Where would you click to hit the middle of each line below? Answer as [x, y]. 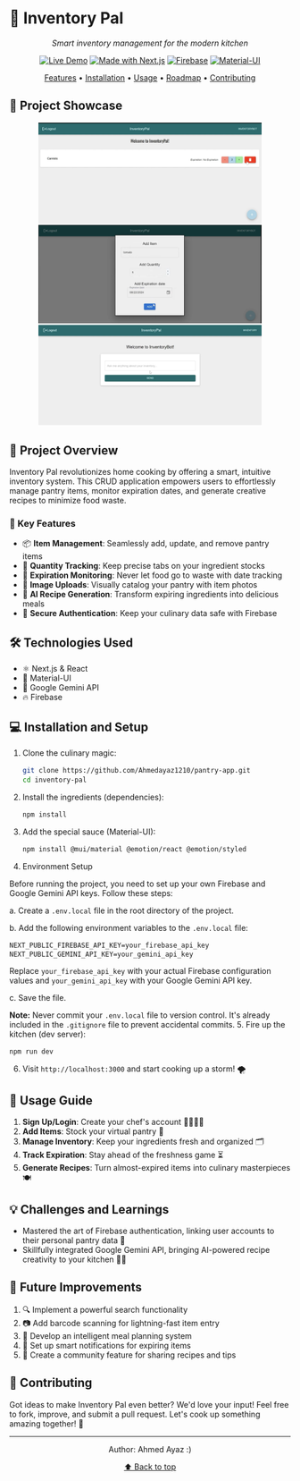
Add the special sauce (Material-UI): [89, 832]
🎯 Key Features [42, 524]
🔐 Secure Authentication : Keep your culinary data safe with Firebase [150, 614]
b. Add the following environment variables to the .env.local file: [129, 927]
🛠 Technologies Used [71, 643]
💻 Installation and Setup [79, 727]
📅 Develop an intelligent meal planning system [107, 1335]
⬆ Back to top [150, 1467]
